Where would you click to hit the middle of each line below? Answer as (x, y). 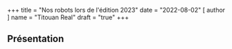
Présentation (36, 39)
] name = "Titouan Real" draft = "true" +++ (68, 17)
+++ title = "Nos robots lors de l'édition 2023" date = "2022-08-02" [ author (116, 10)
